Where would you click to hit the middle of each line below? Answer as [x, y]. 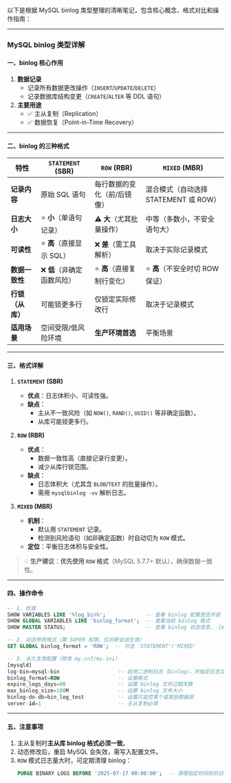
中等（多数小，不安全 [180, 219]
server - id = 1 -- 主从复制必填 [82, 704]
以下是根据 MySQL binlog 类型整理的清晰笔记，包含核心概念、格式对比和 [110, 10]
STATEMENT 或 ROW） [183, 200]
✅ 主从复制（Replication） [65, 114]
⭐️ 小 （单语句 [62, 218]
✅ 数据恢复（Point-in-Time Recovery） [82, 122]
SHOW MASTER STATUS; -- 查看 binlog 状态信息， [111, 627]
